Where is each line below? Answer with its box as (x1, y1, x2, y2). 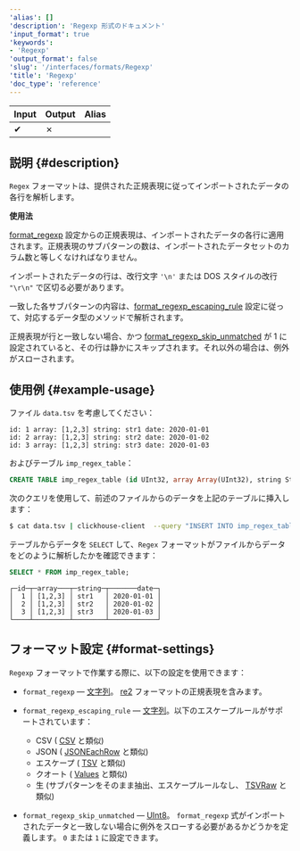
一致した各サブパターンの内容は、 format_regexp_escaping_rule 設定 (9, 301, 262, 312)
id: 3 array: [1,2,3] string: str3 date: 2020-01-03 (9, 441, 210, 450)
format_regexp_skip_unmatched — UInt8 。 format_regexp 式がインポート (21, 809, 286, 821)
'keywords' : (9, 37, 54, 47)
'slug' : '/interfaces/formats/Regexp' (9, 63, 154, 72)
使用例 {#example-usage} (9, 382, 155, 397)
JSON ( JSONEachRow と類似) (35, 746, 149, 756)
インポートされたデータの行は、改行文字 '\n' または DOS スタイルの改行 (9, 271, 279, 282)
